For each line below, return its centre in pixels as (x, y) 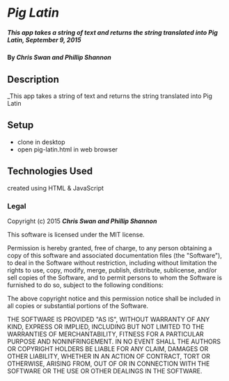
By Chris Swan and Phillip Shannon (59, 58)
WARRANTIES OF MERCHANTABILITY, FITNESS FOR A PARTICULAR (105, 334)
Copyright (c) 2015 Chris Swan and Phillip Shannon (82, 221)
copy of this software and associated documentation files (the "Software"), (115, 255)
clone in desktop (41, 142)
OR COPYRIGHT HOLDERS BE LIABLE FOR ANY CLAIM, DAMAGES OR (108, 348)
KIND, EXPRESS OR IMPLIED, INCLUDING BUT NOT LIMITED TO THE (106, 326)
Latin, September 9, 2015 (44, 40)
